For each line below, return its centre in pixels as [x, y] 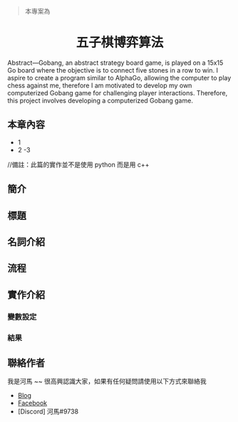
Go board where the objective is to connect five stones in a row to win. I [113, 70]
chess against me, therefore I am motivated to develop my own [100, 85]
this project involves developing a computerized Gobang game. [100, 100]
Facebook [32, 403]
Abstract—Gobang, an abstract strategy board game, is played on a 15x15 [115, 63]
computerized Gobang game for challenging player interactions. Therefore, [118, 93]
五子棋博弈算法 [120, 43]
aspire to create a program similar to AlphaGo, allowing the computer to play [119, 78]
